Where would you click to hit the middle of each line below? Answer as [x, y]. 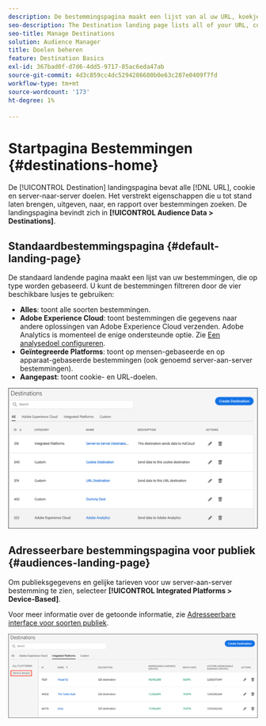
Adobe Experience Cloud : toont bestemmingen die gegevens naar [128, 318]
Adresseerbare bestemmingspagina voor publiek [132, 551]
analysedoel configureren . [62, 343]
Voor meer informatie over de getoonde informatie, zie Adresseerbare [122, 614]
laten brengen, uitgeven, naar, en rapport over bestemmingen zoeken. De [128, 204]
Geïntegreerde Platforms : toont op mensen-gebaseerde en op [122, 352]
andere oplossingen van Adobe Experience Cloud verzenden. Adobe [131, 326]
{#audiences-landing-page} [79, 563]
